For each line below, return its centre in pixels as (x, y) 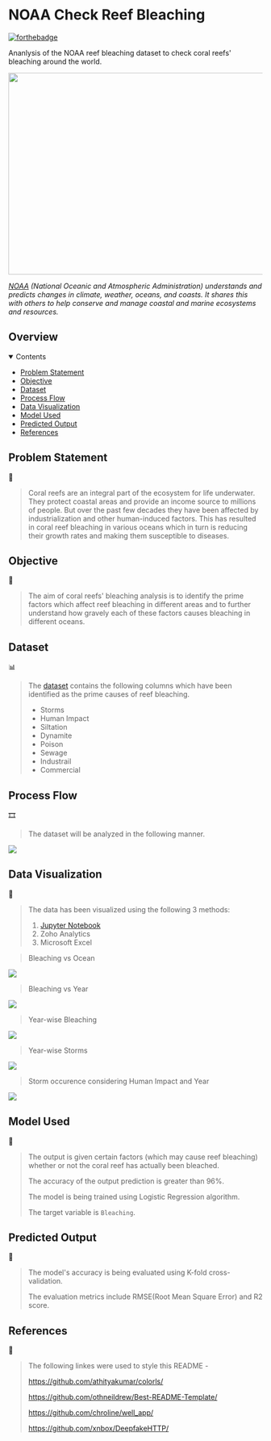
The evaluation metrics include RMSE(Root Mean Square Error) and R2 (145, 1296)
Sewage (54, 753)
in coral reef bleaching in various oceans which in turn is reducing (138, 527)
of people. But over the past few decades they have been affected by (143, 509)
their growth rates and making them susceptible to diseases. (129, 535)
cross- (220, 1272)
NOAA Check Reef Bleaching (107, 15)
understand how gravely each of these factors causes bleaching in (139, 613)
